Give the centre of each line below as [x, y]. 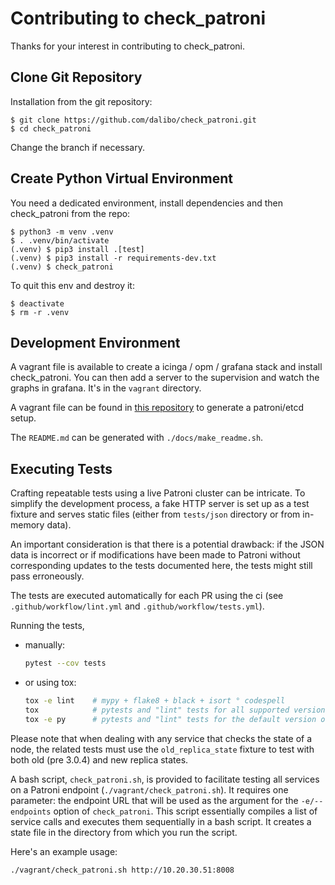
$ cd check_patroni [51, 128]
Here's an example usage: [64, 851]
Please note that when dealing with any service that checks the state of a [161, 738]
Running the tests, [47, 626]
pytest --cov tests [65, 663]
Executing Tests [61, 468]
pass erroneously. [47, 576]
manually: [45, 645]
